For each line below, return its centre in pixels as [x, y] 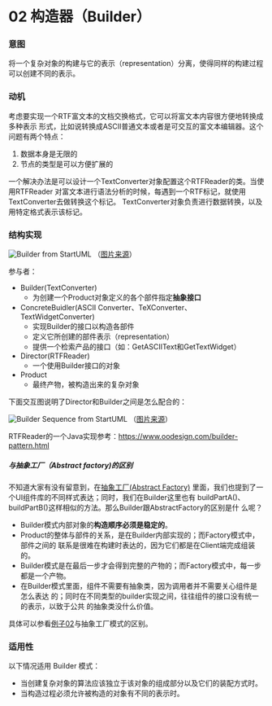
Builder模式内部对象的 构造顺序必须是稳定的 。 [96, 525]
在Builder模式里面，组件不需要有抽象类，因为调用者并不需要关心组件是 [139, 586]
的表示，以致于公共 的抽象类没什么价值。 [89, 607]
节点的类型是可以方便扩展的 [67, 164]
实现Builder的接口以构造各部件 [83, 327]
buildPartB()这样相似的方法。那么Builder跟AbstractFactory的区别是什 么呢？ [136, 508]
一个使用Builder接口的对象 [76, 366]
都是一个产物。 [45, 576]
